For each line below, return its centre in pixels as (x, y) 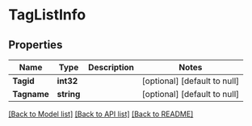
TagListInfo (47, 15)
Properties (36, 45)
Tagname (31, 94)
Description (111, 67)
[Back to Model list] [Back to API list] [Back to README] (101, 114)
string (69, 94)
